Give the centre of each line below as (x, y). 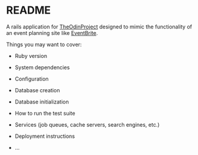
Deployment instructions (45, 136)
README (29, 10)
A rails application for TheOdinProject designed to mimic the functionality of (99, 27)
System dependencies (42, 67)
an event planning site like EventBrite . (52, 33)
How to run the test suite (45, 113)
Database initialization (42, 102)
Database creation (37, 90)
